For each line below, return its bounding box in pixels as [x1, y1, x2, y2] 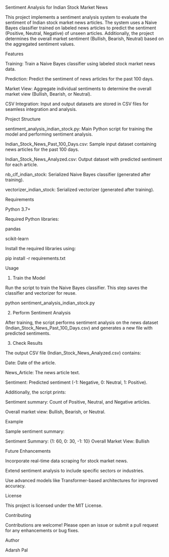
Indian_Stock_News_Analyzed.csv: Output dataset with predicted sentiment [5, 156, 162, 162]
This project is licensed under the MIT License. [5, 502, 103, 508]
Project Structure [5, 116, 41, 122]
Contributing [5, 512, 31, 518]
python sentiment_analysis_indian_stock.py [5, 300, 95, 306]
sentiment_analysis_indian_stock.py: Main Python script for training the [5, 126, 153, 132]
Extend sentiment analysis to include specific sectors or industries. [5, 468, 145, 473]
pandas [5, 226, 21, 232]
